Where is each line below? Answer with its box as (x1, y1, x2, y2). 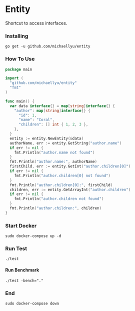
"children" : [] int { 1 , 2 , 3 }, (18, 122, 88, 127)
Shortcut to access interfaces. (5, 20, 67, 26)
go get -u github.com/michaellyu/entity (5, 44, 91, 49)
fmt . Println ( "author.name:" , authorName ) (9, 159, 97, 164)
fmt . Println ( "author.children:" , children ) (9, 206, 101, 211)
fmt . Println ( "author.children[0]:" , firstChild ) (9, 182, 113, 187)
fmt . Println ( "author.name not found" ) (14, 150, 95, 155)
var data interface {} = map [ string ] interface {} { (9, 103, 115, 108)
